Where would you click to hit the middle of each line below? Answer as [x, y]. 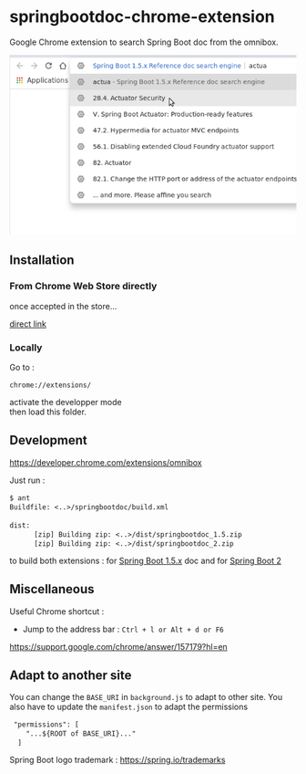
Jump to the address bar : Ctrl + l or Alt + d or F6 [123, 629]
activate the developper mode [66, 402]
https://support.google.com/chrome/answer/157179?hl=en [118, 646]
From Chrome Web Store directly [83, 287]
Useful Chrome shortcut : [57, 611]
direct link [28, 324]
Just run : [27, 480]
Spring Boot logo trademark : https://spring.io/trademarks [117, 760]
